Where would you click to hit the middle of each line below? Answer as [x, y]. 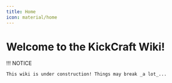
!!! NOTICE [19, 63]
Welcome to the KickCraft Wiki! [86, 47]
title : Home [21, 12]
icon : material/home [32, 17]
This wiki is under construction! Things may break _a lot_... [87, 74]
